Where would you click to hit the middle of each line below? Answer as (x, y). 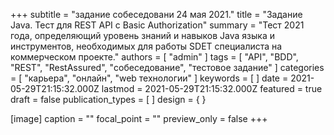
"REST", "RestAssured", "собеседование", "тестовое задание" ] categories (167, 67)
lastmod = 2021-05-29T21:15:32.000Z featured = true (212, 88)
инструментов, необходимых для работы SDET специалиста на (146, 46)
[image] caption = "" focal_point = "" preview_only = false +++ (139, 118)
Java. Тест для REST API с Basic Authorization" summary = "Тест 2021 (157, 25)
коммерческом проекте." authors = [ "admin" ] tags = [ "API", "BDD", (154, 57)
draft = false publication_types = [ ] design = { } (108, 99)
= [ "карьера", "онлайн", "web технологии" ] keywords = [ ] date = (149, 78)
